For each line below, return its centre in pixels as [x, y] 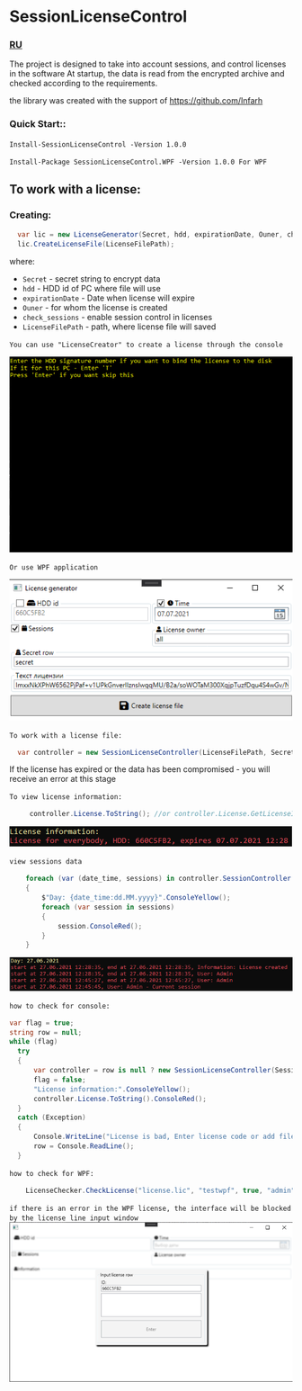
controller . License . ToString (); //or [100, 814]
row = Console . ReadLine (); [84, 1146]
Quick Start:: [38, 124]
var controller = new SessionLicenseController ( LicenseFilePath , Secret [156, 752]
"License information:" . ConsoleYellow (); [112, 1089]
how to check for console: [60, 1006]
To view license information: [66, 797]
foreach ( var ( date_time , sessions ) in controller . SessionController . [160, 879]
